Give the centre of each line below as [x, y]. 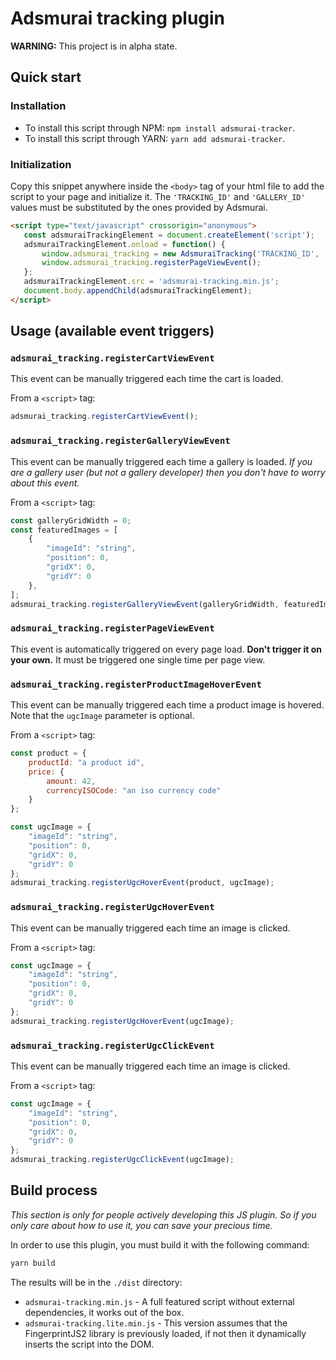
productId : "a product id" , [86, 762]
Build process [54, 1190]
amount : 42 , [71, 781]
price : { [46, 772]
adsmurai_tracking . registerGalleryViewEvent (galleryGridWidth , [145, 604]
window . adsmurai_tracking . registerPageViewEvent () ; [151, 263]
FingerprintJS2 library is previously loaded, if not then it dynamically [165, 1333]
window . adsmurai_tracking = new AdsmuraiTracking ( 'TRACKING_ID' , [180, 253]
